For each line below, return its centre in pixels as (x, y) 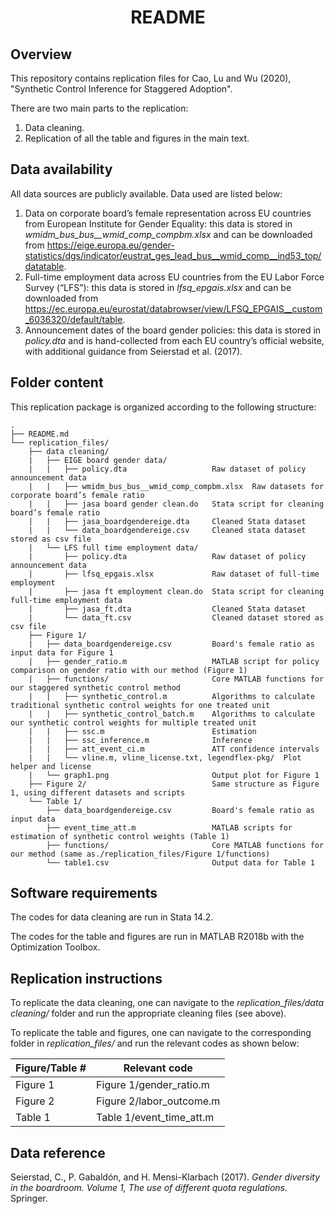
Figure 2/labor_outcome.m (158, 1101)
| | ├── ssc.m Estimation (142, 731)
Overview (41, 54)
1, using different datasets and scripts (98, 792)
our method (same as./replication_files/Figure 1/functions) (140, 854)
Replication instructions (86, 978)
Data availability (61, 169)
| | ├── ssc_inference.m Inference (140, 740)
